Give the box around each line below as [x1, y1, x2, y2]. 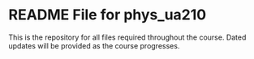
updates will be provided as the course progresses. [8, 40, 180, 50]
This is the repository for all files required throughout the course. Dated [8, 32, 247, 42]
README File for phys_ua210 [8, 6, 207, 24]
